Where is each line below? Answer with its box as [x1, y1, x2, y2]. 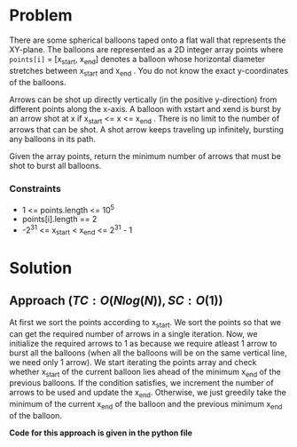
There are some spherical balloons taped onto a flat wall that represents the [9, 35, 286, 45]
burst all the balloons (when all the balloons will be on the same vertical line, [9, 347, 287, 358]
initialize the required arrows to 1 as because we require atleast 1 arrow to [9, 338, 277, 348]
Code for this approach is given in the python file [9, 427, 193, 438]
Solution [9, 258, 73, 278]
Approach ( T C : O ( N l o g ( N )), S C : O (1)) [9, 293, 223, 308]
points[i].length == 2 [21, 214, 98, 225]
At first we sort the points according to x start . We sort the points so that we [9, 316, 282, 330]
